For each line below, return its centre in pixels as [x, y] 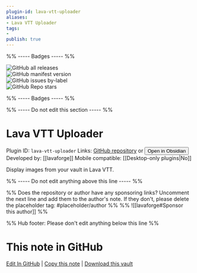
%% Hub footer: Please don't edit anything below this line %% [82, 223]
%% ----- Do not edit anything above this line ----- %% [74, 181]
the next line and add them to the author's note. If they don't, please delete [98, 199]
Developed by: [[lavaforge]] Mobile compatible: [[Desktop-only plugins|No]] [99, 158]
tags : [13, 28]
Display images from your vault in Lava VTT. [60, 170]
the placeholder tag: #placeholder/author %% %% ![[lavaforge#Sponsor [95, 205]
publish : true [24, 39]
